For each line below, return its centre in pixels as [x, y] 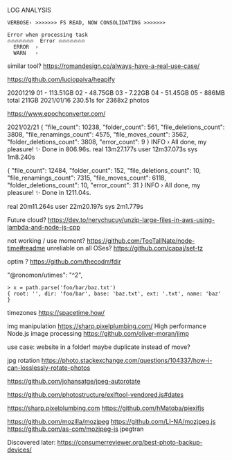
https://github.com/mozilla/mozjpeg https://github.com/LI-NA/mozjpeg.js [111, 421]
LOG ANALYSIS [29, 10]
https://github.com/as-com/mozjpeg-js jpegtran [75, 429]
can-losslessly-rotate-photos [49, 368]
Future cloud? [27, 220]
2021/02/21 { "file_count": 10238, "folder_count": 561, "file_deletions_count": [116, 127]
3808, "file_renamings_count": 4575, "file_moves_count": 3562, [98, 134]
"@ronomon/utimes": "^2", [45, 275]
